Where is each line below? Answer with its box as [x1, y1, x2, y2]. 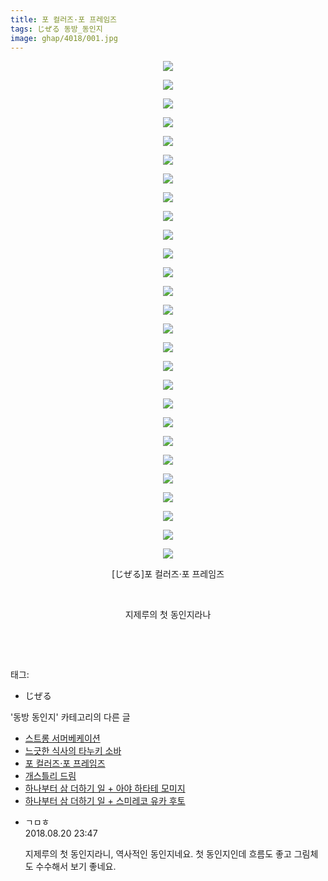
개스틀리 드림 [24, 770, 77, 782]
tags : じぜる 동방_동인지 [10, 24, 103, 34]
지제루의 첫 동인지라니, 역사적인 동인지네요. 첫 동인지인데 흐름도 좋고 [24, 848, 292, 860]
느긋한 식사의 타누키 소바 [24, 745, 122, 757]
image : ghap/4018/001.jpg [10, 33, 118, 43]
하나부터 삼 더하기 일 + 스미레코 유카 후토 [24, 795, 186, 807]
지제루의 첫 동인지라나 [124, 609, 212, 621]
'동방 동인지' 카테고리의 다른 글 [10, 711, 131, 723]
